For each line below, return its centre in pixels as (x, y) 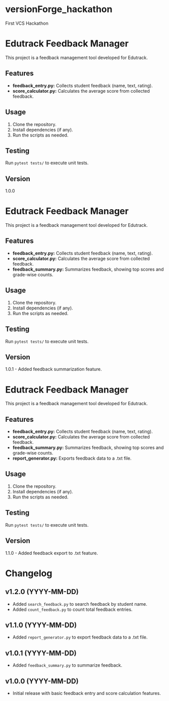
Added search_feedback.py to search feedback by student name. (80, 604)
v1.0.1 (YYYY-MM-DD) (41, 653)
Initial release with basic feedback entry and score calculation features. (87, 693)
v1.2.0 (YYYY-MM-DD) (42, 592)
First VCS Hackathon (27, 23)
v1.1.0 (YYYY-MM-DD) (41, 625)
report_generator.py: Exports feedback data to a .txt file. (72, 458)
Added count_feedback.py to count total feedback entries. (72, 609)
